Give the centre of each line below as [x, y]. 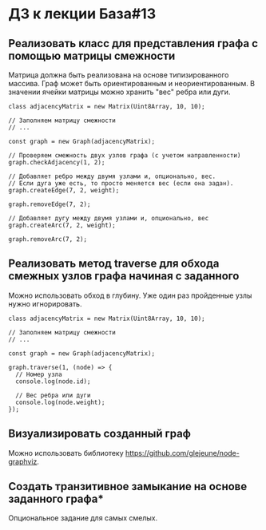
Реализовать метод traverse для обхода [114, 264]
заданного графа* [56, 499]
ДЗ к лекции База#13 [82, 14]
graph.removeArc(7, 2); [48, 239]
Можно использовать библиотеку [66, 453]
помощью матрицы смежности [92, 55]
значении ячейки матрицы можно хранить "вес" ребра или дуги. [119, 92]
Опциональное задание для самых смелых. [83, 518]
